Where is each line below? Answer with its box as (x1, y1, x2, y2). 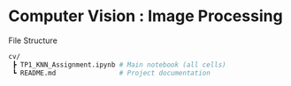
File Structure (8, 35, 58, 46)
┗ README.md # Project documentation (11, 68, 211, 77)
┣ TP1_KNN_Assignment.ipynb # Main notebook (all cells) (11, 60, 226, 69)
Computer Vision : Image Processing (8, 6, 284, 26)
